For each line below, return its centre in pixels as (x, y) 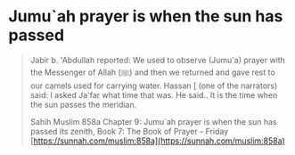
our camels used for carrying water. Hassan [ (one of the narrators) (154, 86)
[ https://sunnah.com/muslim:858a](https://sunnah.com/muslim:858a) (158, 141)
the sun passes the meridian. (83, 104)
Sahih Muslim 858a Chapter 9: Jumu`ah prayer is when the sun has (153, 121)
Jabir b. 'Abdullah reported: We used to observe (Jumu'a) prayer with (158, 60)
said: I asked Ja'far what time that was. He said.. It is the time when (154, 94)
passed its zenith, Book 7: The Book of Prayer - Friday (129, 131)
